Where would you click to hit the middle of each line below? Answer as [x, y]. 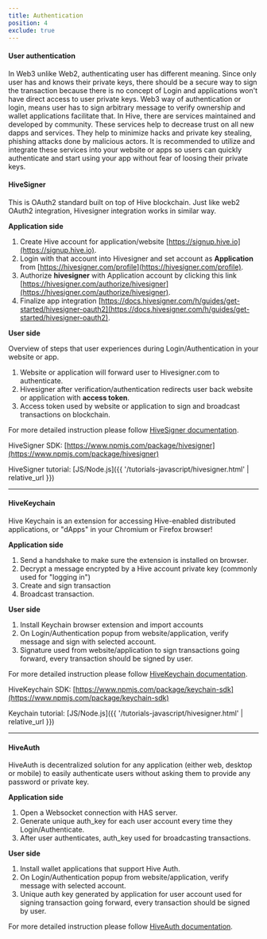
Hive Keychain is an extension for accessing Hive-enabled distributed [122, 521]
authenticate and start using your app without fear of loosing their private [128, 158]
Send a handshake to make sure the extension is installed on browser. [134, 560]
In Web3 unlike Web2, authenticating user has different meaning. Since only [132, 73]
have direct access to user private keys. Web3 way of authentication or [125, 99]
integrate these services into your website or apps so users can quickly [125, 149]
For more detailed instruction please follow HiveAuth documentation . [120, 926]
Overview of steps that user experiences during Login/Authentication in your [133, 348]
